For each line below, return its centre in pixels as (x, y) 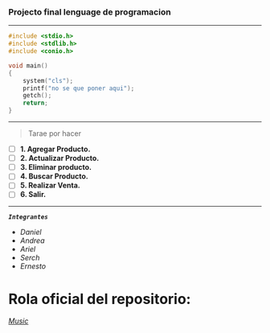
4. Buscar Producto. (54, 176)
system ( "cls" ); (48, 80)
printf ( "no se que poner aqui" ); (79, 88)
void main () (28, 66)
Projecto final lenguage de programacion (90, 12)
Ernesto (33, 266)
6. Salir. (33, 195)
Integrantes (28, 217)
